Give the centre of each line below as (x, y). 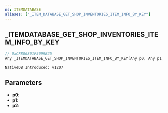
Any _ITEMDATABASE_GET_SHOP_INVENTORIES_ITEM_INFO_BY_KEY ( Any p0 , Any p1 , (85, 58)
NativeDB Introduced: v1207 (34, 68)
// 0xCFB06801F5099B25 (29, 54)
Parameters (24, 83)
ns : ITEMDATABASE (23, 10)
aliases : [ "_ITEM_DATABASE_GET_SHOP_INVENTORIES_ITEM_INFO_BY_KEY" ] (78, 14)
